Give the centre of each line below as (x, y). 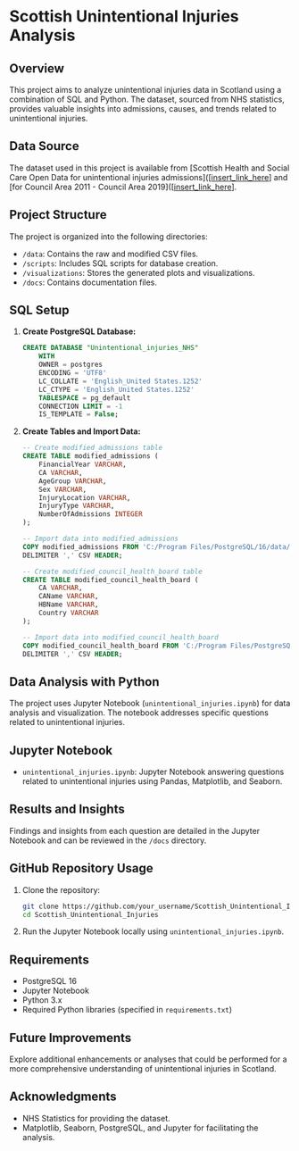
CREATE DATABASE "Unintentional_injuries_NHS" (110, 348)
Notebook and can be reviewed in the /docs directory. (108, 840)
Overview (37, 68)
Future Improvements (71, 1038)
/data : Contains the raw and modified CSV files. (110, 254)
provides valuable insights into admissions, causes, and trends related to (143, 108)
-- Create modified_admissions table (92, 448)
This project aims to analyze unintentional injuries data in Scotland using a (145, 90)
